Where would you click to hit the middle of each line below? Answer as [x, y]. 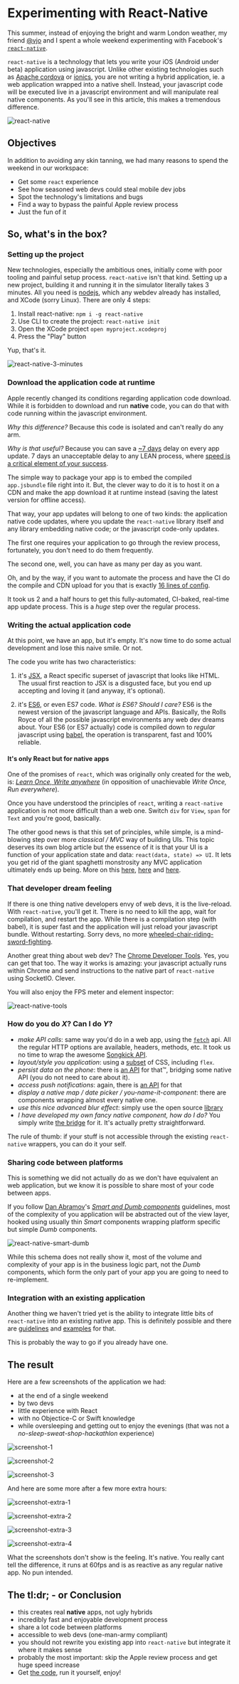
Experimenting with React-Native [108, 13]
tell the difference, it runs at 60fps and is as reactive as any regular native [115, 1565]
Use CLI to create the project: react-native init [89, 321]
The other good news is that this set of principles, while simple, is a [106, 832]
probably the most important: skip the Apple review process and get [117, 1658]
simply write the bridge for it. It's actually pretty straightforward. [111, 1122]
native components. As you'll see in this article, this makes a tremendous [114, 99]
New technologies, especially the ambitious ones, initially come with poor [115, 270]
